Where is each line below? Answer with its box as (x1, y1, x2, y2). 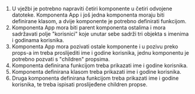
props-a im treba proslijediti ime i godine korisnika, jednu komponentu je (11, 49, 189, 56)
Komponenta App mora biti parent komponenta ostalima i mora (11, 24, 166, 31)
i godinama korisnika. (11, 37, 64, 43)
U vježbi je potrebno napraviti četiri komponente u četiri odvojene (11, 5, 172, 12)
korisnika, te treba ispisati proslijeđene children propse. (11, 81, 147, 88)
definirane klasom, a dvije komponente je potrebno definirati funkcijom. (11, 18, 187, 24)
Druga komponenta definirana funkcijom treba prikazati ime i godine (11, 74, 179, 82)
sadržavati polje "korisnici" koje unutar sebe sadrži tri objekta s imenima (11, 30, 189, 37)
